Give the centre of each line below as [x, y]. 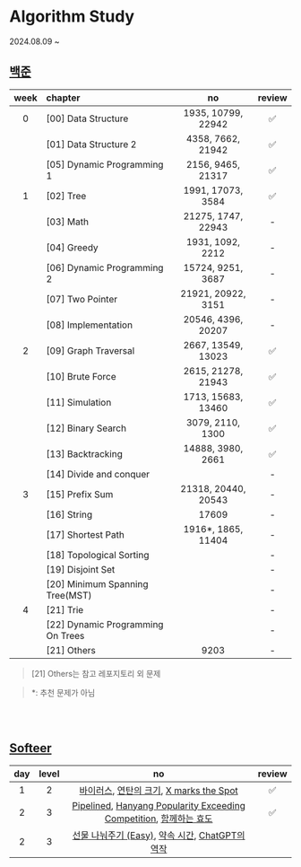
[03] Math [68, 222]
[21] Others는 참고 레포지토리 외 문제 [96, 673]
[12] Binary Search [86, 428]
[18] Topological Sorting [98, 555]
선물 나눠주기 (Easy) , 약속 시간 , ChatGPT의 [159, 835]
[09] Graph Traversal [90, 350]
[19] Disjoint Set [81, 569]
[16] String [69, 514]
